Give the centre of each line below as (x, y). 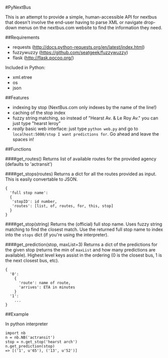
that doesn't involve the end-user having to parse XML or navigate (74, 22)
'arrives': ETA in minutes (47, 287)
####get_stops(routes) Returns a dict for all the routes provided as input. (81, 174)
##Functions (18, 149)
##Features (17, 98)
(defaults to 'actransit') (29, 164)
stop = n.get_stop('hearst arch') (41, 342)
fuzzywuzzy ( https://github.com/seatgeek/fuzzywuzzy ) (70, 52)
